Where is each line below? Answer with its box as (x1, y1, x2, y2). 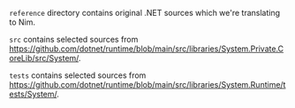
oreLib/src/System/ (9, 53, 79, 63)
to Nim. (9, 17, 36, 27)
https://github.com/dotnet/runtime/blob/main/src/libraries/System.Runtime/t (9, 80, 286, 89)
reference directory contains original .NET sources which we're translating (9, 8, 281, 18)
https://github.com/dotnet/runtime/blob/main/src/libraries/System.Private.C (9, 43, 284, 54)
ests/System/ (9, 89, 57, 99)
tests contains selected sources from (9, 70, 147, 81)
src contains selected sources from (9, 35, 139, 44)
